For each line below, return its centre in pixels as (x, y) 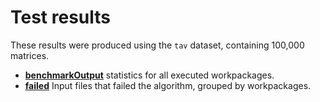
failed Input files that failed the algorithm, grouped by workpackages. (168, 85)
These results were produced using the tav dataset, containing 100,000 (157, 45)
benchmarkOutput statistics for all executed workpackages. (149, 75)
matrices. (30, 55)
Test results (60, 17)
